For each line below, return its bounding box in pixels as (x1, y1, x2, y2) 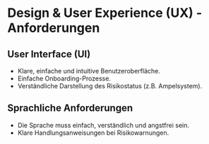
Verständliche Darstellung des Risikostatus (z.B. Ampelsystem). (17, 82, 203, 90)
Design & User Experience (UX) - (7, 5, 203, 21)
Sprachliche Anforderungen (7, 102, 133, 114)
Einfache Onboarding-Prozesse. (17, 74, 112, 83)
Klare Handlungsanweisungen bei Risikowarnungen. (17, 128, 169, 137)
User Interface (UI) (7, 48, 91, 60)
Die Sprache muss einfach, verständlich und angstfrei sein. (17, 121, 189, 129)
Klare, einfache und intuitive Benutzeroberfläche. (17, 67, 160, 75)
